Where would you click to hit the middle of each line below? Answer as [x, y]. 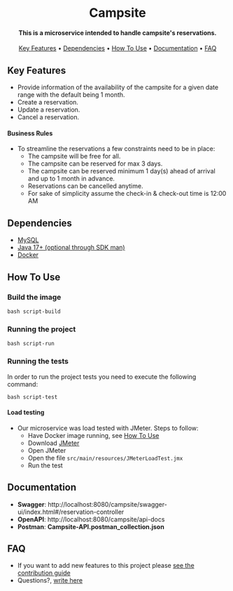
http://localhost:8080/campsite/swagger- [108, 504]
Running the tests [38, 361]
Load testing [26, 413]
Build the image [34, 297]
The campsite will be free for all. [74, 157]
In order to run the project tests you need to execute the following [102, 376]
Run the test [45, 465]
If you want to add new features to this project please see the [106, 566]
